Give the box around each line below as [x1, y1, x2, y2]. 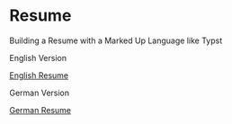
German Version [9, 87, 70, 98]
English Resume [9, 69, 69, 81]
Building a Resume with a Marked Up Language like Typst [9, 35, 223, 46]
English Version [9, 52, 67, 63]
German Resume [9, 104, 72, 115]
